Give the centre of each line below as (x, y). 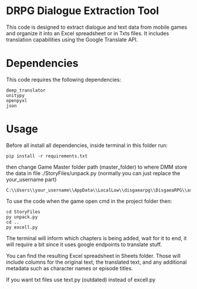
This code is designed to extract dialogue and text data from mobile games (97, 27)
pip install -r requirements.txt (47, 156)
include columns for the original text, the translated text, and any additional (96, 262)
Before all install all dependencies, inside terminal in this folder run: (87, 145)
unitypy (16, 95)
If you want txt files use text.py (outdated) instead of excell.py (81, 280)
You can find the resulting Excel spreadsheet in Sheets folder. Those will (93, 256)
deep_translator (26, 90)
